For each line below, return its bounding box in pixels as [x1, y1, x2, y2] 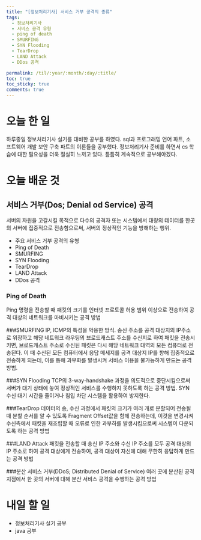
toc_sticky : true [6, 81, 50, 87]
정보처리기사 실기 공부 [14, 520, 67, 527]
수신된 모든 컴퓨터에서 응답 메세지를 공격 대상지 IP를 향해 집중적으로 [36, 349, 195, 357]
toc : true [6, 76, 31, 82]
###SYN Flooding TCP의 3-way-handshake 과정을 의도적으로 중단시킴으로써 [6, 377, 191, 384]
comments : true [6, 87, 44, 93]
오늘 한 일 [6, 115, 50, 128]
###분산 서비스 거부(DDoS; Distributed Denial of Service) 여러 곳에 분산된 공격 [6, 468, 195, 475]
